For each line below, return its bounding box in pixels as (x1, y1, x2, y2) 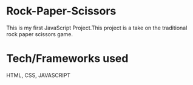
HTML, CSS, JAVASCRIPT (6, 71, 71, 79)
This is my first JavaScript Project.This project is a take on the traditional (6, 24, 188, 31)
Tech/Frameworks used (6, 52, 129, 66)
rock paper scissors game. (6, 30, 73, 37)
